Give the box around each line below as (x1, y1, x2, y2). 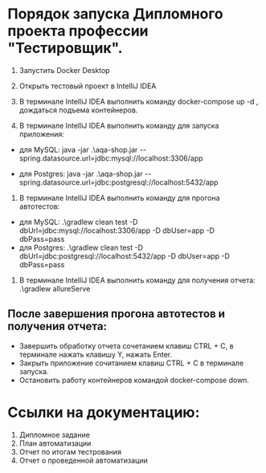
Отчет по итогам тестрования (18, 446, 122, 456)
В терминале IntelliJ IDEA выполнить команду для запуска (18, 120, 219, 130)
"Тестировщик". (7, 39, 123, 57)
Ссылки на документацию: (7, 403, 200, 422)
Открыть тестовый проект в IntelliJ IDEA (18, 81, 157, 91)
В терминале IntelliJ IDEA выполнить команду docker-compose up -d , (18, 96, 259, 106)
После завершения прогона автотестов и (7, 307, 226, 321)
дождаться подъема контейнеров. (18, 105, 138, 115)
